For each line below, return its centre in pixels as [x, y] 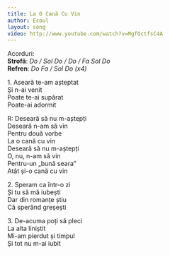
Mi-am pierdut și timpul [41, 236]
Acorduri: [21, 54]
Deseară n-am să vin [38, 126]
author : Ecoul [28, 20]
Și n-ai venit [25, 90]
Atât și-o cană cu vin [38, 171]
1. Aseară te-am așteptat [43, 83]
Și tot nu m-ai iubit [34, 244]
